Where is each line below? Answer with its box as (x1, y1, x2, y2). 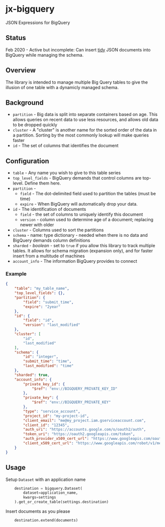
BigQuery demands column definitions (12, 237, 90, 243)
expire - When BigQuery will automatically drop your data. (20, 201, 138, 207)
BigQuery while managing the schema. (5, 52, 84, 58)
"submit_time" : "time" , (23, 359, 71, 364)
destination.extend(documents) (14, 518, 78, 523)
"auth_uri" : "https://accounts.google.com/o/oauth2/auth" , (23, 427, 146, 432)
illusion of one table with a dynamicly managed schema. (5, 84, 119, 90)
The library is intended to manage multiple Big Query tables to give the (5, 79, 148, 85)
